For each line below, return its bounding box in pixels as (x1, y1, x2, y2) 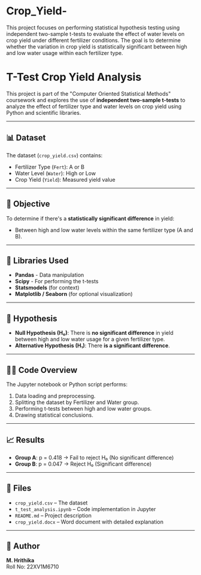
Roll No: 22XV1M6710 (6, 563, 59, 570)
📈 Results (6, 435, 45, 445)
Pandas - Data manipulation (14, 271, 84, 279)
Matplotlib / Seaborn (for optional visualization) (14, 290, 133, 298)
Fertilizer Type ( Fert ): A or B (14, 163, 85, 170)
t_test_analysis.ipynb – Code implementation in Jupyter (14, 505, 156, 512)
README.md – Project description (14, 512, 92, 519)
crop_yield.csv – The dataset (14, 499, 88, 506)
